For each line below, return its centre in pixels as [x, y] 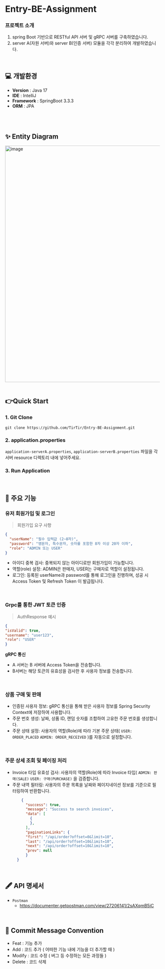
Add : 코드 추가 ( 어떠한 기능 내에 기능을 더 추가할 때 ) [63, 949]
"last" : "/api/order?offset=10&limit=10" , [69, 841]
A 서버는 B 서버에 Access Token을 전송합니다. [57, 665]
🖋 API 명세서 [25, 886]
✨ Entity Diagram [32, 136]
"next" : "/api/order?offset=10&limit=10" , [69, 846]
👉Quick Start [27, 401]
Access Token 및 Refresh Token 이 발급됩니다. [58, 581]
